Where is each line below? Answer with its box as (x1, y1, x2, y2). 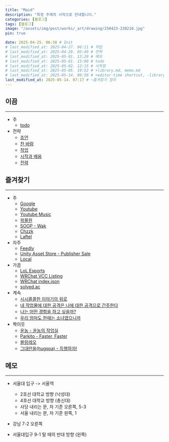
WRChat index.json (20, 278, 60, 284)
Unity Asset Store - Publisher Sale (20, 250, 91, 257)
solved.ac (20, 283, 41, 290)
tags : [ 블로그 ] (5, 21, 34, 27)
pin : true (5, 31, 26, 36)
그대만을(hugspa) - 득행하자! (20, 345, 77, 351)
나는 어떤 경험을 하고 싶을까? (20, 308, 76, 314)
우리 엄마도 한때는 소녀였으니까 (20, 314, 81, 321)
